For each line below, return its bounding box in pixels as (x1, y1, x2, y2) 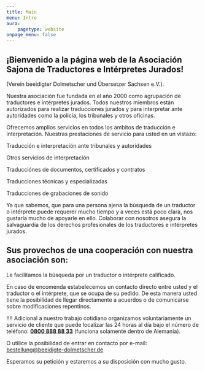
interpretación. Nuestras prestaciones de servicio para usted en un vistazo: (6, 130, 197, 137)
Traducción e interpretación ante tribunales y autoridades (6, 142, 152, 149)
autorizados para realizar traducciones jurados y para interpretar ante (6, 105, 183, 112)
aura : (6, 20, 20, 26)
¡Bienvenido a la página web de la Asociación (6, 55, 182, 65)
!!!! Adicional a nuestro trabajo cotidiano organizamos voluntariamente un (6, 314, 191, 322)
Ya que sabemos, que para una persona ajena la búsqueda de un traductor (6, 201, 196, 208)
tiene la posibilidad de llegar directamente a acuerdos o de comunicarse (6, 296, 189, 304)
